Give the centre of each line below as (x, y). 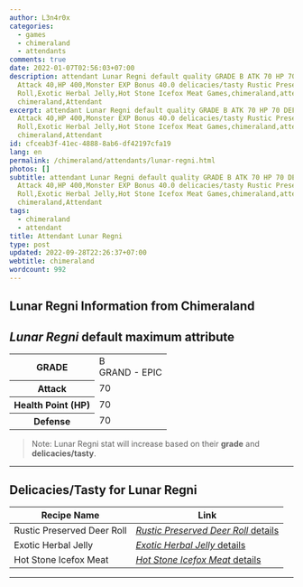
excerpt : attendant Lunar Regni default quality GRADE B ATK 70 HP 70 (145, 110)
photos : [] (30, 169)
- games (32, 34)
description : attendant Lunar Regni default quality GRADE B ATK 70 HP (147, 77)
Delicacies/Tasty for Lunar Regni (103, 490)
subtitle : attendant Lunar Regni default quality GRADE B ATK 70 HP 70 (147, 177)
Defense (52, 421)
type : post (30, 245)
